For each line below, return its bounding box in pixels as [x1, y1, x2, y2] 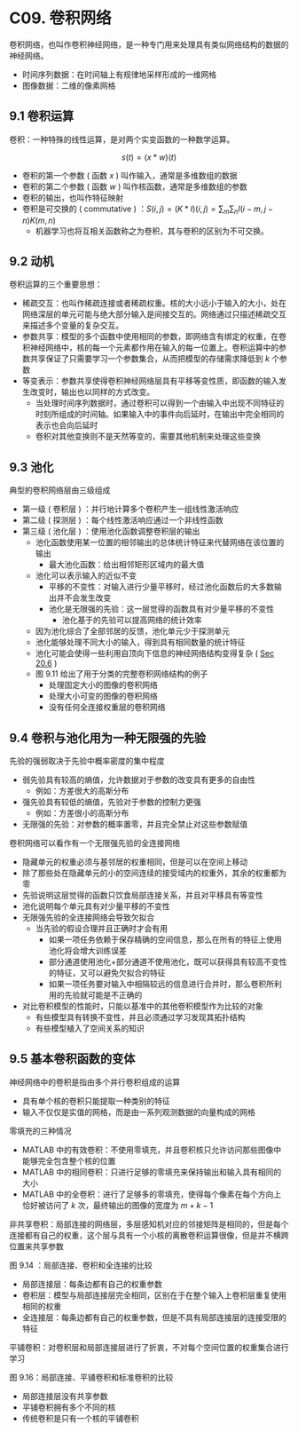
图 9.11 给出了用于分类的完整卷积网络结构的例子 [35, 669, 208, 679]
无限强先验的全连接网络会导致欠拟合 [21, 912, 155, 922]
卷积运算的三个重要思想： [9, 279, 103, 289]
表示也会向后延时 [35, 420, 98, 431]
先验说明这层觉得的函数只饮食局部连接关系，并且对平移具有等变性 [21, 890, 263, 900]
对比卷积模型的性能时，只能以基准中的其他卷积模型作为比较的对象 [21, 1001, 263, 1011]
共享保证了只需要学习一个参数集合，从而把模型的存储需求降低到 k [29, 353, 271, 364]
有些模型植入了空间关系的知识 [35, 1023, 145, 1033]
